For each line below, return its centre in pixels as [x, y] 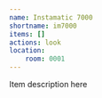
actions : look [35, 42]
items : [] [27, 34]
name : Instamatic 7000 [51, 17]
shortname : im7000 [43, 26]
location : [27, 51]
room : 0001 [45, 59]
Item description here [48, 84]
